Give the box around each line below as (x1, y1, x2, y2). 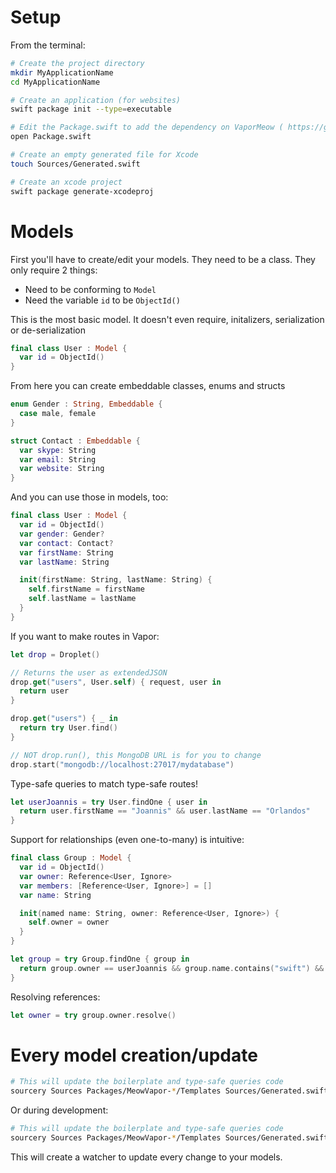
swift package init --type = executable (10, 104, 172, 115)
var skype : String (19, 445, 97, 455)
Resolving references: (10, 991, 101, 1003)
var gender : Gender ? (19, 529, 105, 539)
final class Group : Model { (10, 853, 132, 863)
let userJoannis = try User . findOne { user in (10, 797, 208, 807)
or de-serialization (10, 324, 86, 336)
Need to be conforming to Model (24, 283, 157, 295)
